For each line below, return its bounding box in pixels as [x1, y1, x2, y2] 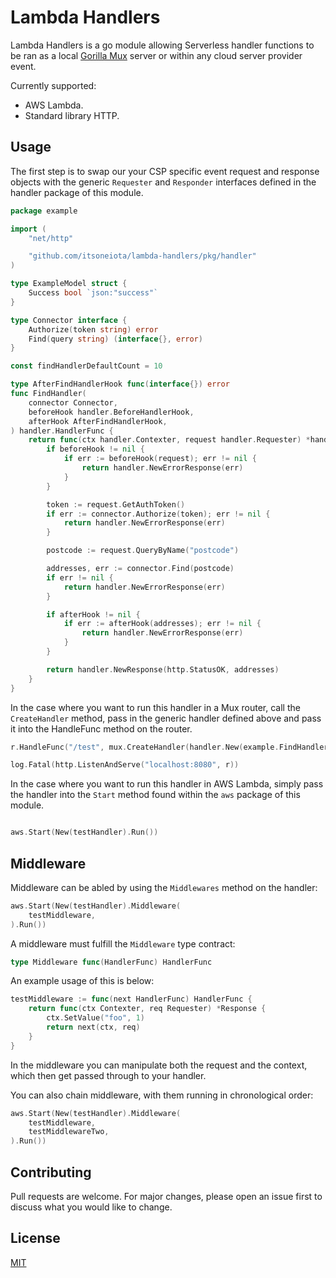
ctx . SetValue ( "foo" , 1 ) [46, 1013, 145, 1023]
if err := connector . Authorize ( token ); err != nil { [46, 509, 271, 519]
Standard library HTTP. [24, 109, 120, 121]
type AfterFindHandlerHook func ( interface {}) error [10, 379, 230, 390]
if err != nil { [46, 572, 114, 583]
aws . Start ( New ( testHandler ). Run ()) [10, 827, 159, 838]
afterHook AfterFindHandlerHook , [28, 416, 168, 426]
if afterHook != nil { [46, 609, 141, 620]
